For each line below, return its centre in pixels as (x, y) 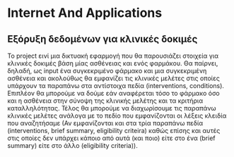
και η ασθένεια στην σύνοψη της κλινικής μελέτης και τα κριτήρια (105, 101)
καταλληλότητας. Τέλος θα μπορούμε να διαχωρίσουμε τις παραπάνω (112, 108)
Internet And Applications (85, 13)
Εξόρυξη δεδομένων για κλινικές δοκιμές (103, 39)
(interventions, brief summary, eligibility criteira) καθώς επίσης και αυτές (114, 131)
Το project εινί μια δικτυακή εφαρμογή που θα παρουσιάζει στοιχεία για (113, 56)
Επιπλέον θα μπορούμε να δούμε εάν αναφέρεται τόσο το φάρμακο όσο (114, 93)
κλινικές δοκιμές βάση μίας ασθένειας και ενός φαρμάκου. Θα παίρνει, (113, 63)
